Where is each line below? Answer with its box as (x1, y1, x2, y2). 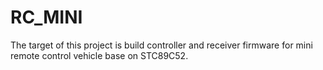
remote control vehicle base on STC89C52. (10, 49, 189, 61)
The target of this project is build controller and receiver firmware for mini (10, 39, 313, 51)
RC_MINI (10, 6, 83, 29)
